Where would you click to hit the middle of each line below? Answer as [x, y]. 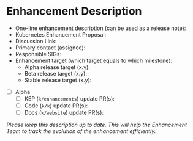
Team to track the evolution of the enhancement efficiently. [81, 131]
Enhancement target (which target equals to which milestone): [94, 60]
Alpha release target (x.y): [57, 67]
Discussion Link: [36, 41]
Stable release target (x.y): [58, 80]
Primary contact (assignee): [50, 48]
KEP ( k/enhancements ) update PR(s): [70, 99]
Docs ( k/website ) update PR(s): [64, 113]
